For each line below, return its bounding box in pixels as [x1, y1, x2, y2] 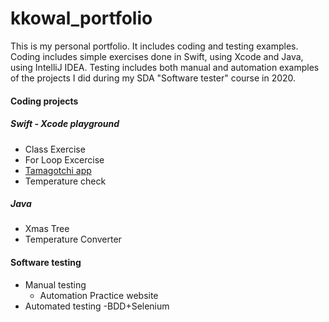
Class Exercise [24, 143, 86, 155]
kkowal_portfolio [10, 7, 153, 30]
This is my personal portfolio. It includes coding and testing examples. [10, 40, 299, 52]
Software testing [10, 257, 82, 269]
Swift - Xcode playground [10, 118, 120, 130]
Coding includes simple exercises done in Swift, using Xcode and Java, [10, 50, 304, 62]
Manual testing [24, 278, 87, 291]
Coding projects [10, 95, 79, 107]
